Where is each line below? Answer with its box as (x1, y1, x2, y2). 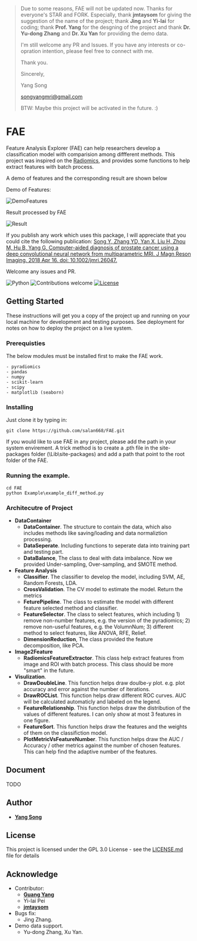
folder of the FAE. (6, 457, 49, 464)
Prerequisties (6, 339, 46, 347)
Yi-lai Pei (23, 898, 45, 905)
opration (20, 48, 41, 55)
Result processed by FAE (6, 209, 66, 216)
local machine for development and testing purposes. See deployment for (6, 318, 185, 325)
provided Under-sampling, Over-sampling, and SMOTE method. (23, 561, 178, 568)
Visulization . (14, 673, 46, 680)
